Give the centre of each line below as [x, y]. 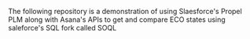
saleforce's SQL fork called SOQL [63, 28]
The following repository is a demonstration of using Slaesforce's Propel [125, 11]
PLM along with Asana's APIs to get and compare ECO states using [117, 19]
